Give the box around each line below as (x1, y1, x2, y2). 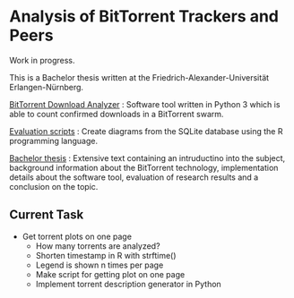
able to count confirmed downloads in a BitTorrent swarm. (9, 108, 224, 119)
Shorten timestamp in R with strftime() (35, 250, 177, 260)
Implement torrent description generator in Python (35, 278, 221, 289)
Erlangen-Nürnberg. (9, 81, 83, 92)
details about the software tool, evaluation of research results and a (9, 172, 259, 183)
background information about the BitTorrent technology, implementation (9, 162, 279, 173)
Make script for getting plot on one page (35, 268, 186, 279)
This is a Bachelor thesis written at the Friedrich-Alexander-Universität (9, 72, 270, 82)
